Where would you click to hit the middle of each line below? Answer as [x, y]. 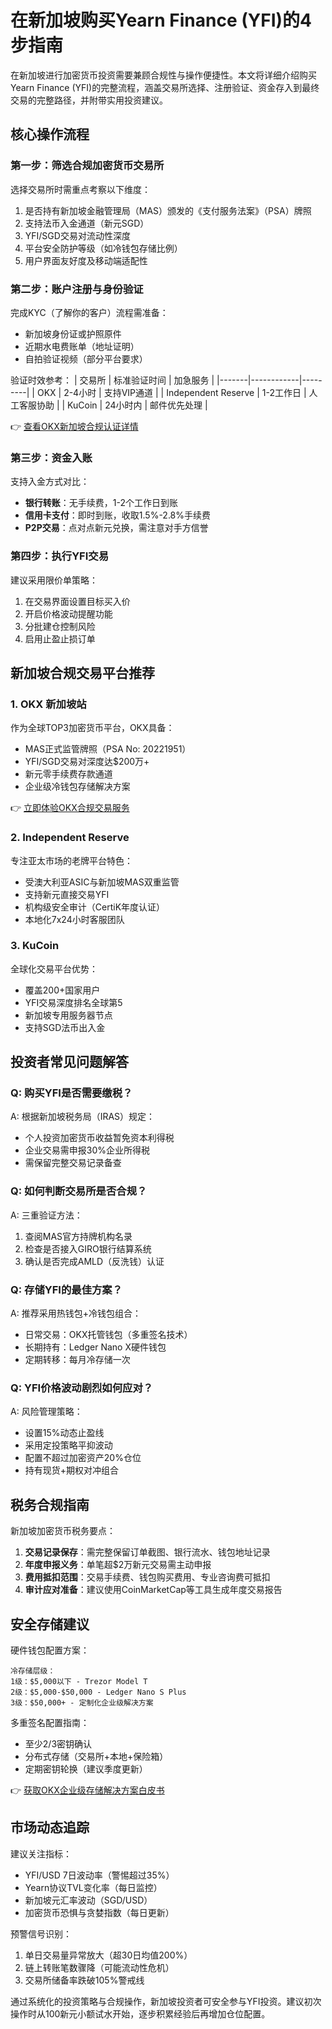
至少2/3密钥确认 [58, 1744]
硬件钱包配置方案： [50, 1650]
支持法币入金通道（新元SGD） [87, 223]
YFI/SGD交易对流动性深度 [77, 235]
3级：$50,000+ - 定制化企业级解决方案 [82, 1703]
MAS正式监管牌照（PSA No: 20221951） [108, 749]
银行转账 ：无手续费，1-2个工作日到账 [101, 503]
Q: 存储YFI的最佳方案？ [66, 1289]
